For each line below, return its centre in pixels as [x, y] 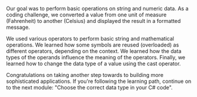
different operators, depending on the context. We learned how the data [94, 51]
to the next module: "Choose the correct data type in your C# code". [89, 87]
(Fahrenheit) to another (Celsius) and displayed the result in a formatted [93, 21]
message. [18, 27]
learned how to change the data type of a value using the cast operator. [93, 63]
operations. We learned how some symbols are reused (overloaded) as [93, 45]
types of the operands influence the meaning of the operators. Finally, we [96, 57]
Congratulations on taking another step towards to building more [85, 75]
